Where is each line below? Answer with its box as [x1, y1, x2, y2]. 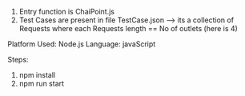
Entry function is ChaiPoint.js [18, 7, 115, 16]
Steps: [7, 55, 29, 64]
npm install [18, 70, 56, 79]
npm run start [18, 79, 65, 88]
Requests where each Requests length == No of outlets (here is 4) [18, 24, 238, 33]
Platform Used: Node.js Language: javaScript [7, 39, 156, 49]
